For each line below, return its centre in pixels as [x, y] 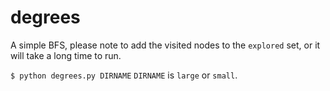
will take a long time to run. [66, 55]
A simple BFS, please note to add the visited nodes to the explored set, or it [165, 45]
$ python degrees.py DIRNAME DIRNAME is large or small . [124, 75]
